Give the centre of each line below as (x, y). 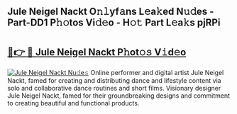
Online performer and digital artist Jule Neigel (157, 73)
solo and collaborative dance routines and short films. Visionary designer (114, 88)
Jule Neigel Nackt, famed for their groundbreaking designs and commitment (119, 96)
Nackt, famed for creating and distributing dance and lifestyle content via (114, 80)
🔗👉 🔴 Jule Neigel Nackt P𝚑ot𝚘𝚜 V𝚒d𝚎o (97, 52)
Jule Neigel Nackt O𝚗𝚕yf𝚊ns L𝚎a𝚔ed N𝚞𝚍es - (111, 12)
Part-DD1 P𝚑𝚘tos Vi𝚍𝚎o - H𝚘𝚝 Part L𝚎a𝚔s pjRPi (114, 23)
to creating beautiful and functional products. (73, 103)
